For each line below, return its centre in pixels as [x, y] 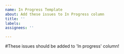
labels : [13, 23]
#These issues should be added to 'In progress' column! [62, 46]
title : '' [15, 19]
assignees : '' [20, 28]
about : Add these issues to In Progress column [55, 14]
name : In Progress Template [34, 10]
